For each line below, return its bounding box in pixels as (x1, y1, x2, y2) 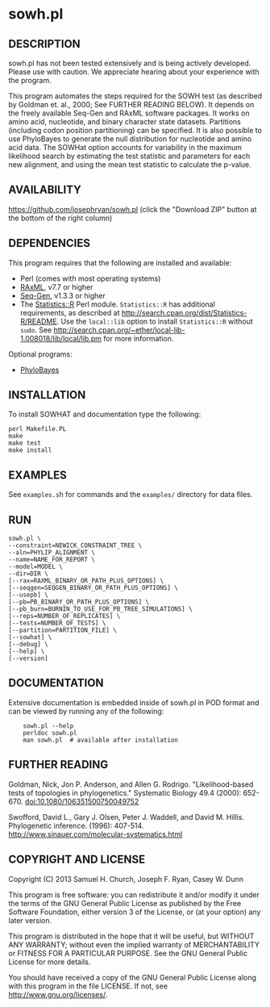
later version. (8, 915, 52, 925)
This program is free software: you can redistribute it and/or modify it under (8, 889, 260, 900)
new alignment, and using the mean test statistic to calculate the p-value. (8, 160, 251, 169)
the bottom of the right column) (8, 213, 113, 223)
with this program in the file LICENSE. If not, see (8, 981, 168, 991)
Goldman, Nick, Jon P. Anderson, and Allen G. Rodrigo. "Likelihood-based (8, 779, 254, 789)
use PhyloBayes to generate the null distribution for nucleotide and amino (8, 134, 252, 144)
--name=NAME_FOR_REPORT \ (8, 556, 95, 564)
